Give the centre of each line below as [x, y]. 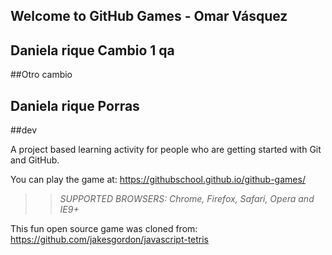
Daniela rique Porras [75, 105]
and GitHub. [35, 160]
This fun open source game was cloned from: [104, 229]
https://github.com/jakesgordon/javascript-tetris [110, 240]
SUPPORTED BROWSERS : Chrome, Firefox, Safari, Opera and [187, 199]
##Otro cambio [41, 75]
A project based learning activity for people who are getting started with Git [166, 150]
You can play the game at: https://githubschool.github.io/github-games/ [158, 180]
